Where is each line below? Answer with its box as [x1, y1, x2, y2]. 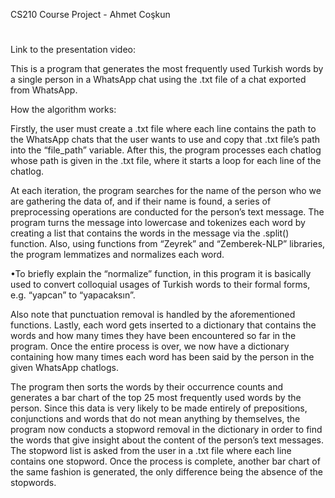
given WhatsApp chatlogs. [10, 362, 119, 374]
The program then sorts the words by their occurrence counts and [10, 381, 283, 393]
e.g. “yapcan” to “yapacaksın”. [10, 289, 136, 301]
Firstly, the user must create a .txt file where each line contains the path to [10, 123, 317, 135]
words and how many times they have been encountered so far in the [10, 330, 297, 342]
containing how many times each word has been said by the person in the [10, 351, 315, 363]
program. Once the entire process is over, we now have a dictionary [10, 340, 290, 353]
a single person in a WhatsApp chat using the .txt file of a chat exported [10, 74, 307, 86]
